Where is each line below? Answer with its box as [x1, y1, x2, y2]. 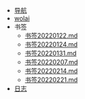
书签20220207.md [24, 58, 79, 66]
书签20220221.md [24, 76, 78, 83]
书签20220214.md [24, 66, 78, 75]
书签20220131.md [24, 49, 76, 57]
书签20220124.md [24, 40, 78, 48]
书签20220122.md [24, 31, 78, 40]
